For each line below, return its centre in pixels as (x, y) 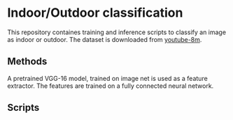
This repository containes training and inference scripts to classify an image (116, 32)
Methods (27, 62)
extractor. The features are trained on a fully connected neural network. (111, 86)
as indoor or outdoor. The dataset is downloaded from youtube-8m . (105, 39)
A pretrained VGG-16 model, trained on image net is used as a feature (107, 78)
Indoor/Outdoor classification (95, 13)
